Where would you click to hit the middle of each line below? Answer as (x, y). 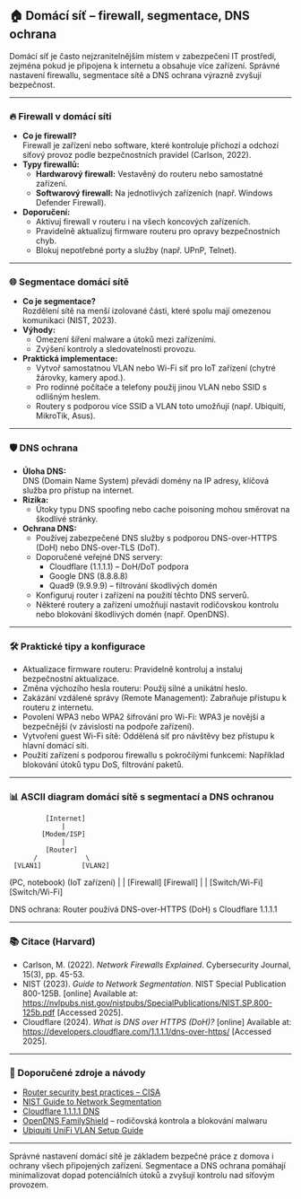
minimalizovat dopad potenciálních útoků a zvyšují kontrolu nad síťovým (142, 1175)
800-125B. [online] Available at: (80, 993)
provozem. (29, 1185)
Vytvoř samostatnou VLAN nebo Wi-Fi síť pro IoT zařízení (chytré (155, 368)
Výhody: (39, 330)
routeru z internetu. (58, 707)
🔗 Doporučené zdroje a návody (77, 1072)
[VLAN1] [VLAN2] (61, 866)
